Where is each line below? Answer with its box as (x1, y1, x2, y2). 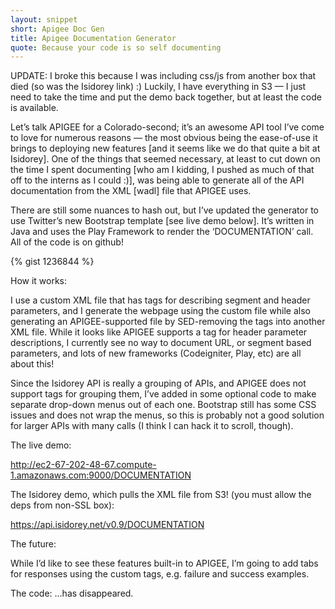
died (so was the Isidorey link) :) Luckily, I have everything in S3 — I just (10, 81, 307, 93)
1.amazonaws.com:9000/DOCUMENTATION (10, 469, 192, 481)
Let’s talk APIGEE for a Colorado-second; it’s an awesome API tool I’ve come (10, 121, 325, 133)
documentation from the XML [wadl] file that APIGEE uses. (10, 185, 252, 197)
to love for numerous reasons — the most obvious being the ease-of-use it (10, 132, 318, 144)
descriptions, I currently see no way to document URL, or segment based (10, 337, 312, 349)
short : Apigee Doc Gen (10, 24, 105, 34)
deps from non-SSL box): (10, 499, 115, 511)
